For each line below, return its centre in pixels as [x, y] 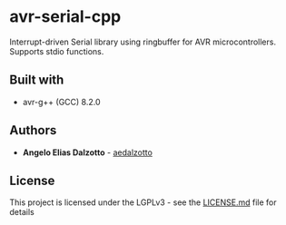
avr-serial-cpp [65, 17]
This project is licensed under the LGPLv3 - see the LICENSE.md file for [143, 202]
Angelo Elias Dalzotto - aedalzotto [87, 152]
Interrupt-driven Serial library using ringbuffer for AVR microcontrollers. [143, 42]
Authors [33, 130]
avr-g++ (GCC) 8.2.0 [62, 102]
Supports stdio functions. [57, 51]
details [22, 212]
